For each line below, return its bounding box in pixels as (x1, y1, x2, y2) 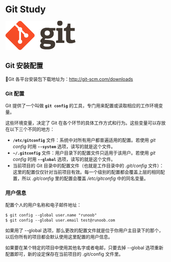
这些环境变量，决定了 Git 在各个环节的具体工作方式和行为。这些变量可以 (5, 120, 157, 126)
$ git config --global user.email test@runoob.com (5, 218, 115, 223)
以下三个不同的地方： (9, 126, 55, 132)
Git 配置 (5, 90, 25, 97)
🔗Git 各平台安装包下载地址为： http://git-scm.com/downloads (5, 76, 133, 82)
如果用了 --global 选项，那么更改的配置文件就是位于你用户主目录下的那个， (5, 227, 164, 233)
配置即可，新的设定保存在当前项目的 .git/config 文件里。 (5, 251, 124, 257)
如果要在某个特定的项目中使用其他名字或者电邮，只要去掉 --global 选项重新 (5, 245, 164, 251)
